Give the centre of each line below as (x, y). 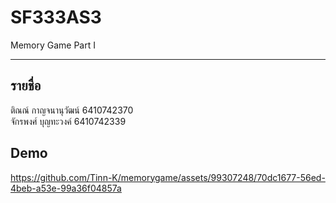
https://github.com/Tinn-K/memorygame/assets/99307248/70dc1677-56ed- (168, 177)
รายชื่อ (26, 86)
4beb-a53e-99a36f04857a (66, 188)
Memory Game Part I (53, 45)
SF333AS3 (56, 17)
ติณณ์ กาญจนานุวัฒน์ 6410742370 (72, 110)
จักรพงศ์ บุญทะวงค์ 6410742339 (68, 121)
